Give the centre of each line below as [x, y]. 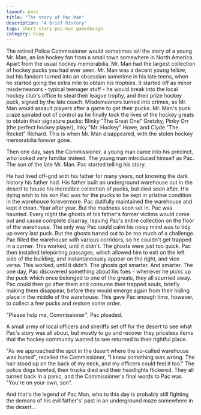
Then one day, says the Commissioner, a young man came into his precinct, [100, 152]
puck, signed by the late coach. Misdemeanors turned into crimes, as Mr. [97, 102]
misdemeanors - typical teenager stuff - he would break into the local [92, 89]
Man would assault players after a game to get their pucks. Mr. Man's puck [98, 108]
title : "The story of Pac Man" [45, 17]
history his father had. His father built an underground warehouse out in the [100, 183]
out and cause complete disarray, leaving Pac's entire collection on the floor [100, 221]
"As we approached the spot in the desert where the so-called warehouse [97, 351]
